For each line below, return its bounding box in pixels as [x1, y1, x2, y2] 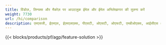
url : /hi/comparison [5, 16, 48, 21]
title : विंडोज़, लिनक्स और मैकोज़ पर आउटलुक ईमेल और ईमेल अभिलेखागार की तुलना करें [5, 7, 145, 12]
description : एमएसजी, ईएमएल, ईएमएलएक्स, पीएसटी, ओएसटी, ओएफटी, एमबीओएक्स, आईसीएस [5, 21, 159, 26]
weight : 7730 [5, 12, 32, 17]
